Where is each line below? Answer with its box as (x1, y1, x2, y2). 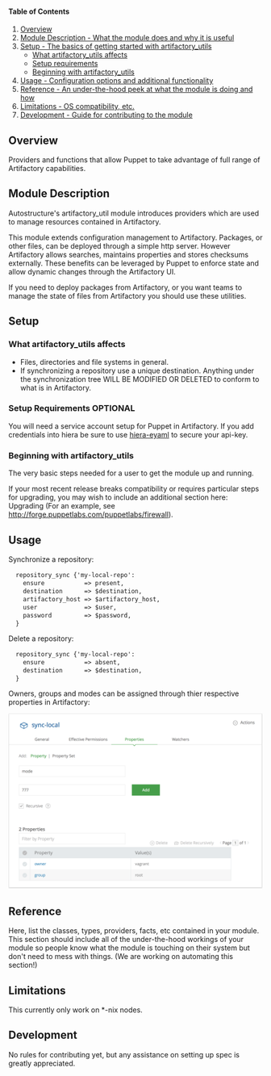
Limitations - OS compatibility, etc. (19, 102, 135, 111)
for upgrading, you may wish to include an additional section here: (8, 492, 228, 502)
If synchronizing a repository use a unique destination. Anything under (19, 366, 255, 375)
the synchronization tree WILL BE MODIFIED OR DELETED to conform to (19, 374, 260, 383)
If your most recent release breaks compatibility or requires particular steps (8, 484, 260, 494)
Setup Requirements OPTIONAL (8, 403, 135, 414)
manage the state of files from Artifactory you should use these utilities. (8, 291, 247, 300)
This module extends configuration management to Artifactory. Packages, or (8, 232, 263, 242)
